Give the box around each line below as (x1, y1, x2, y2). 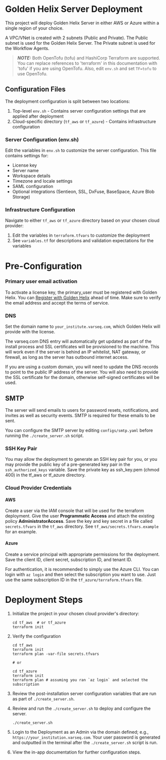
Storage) (12, 194, 31, 200)
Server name (12, 168, 39, 174)
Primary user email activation (5, 278, 78, 285)
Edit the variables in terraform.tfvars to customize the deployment (12, 232, 150, 239)
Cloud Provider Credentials (5, 485, 72, 492)
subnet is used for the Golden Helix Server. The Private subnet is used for (5, 40, 156, 46)
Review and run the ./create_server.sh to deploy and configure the (12, 705, 151, 711)
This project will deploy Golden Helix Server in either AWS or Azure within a (5, 20, 160, 26)
